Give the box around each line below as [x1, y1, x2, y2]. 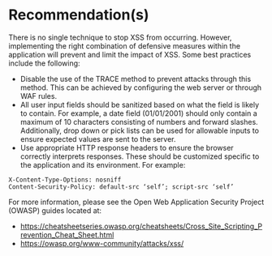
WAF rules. [19, 91, 58, 100]
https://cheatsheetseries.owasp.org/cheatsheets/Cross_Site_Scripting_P [19, 221, 263, 231]
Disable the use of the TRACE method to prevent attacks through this [19, 74, 252, 83]
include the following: [8, 58, 80, 68]
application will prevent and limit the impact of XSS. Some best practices [8, 49, 252, 59]
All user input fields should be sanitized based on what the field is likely [19, 100, 260, 109]
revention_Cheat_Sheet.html [19, 229, 114, 240]
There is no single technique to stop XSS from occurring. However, [8, 32, 232, 42]
